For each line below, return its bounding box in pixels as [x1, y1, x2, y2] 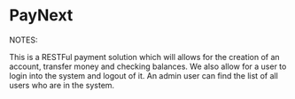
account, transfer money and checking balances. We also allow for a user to [9, 61, 287, 72]
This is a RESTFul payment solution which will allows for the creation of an [9, 51, 281, 62]
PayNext [9, 5, 74, 26]
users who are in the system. [9, 80, 115, 90]
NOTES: [9, 34, 38, 45]
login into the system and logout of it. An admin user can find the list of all [9, 70, 279, 80]
